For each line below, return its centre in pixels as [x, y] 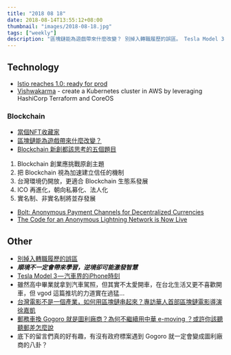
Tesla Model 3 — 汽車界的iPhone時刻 [68, 276]
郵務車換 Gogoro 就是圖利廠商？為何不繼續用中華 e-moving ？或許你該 [117, 319]
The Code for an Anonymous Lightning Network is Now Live [102, 220]
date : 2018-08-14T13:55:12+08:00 [55, 20]
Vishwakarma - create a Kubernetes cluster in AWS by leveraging [110, 91]
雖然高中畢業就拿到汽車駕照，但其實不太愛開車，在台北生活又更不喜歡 [117, 285]
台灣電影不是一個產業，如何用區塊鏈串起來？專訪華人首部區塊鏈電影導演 [119, 302]
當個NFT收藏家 [38, 132]
